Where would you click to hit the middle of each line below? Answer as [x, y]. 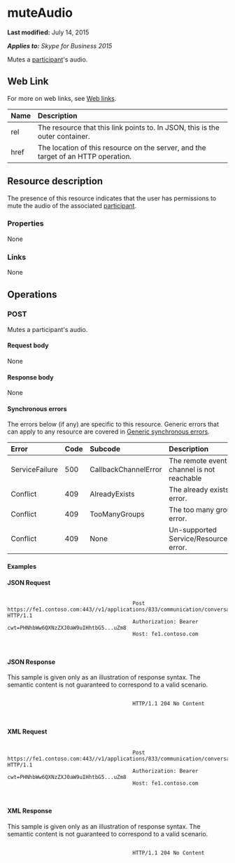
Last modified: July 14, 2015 [48, 32]
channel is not [192, 469]
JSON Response [31, 662]
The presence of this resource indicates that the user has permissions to [112, 198]
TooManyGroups [117, 514]
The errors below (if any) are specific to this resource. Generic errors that [113, 424]
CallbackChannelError [126, 469]
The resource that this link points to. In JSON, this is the [129, 127]
